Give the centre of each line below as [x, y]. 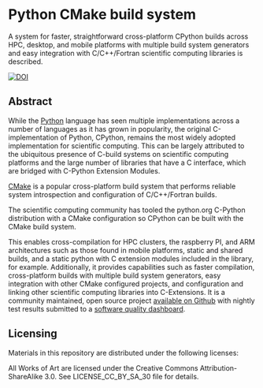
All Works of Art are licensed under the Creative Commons [103, 367]
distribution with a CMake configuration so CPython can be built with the [126, 218]
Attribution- [219, 367]
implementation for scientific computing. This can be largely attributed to [126, 145]
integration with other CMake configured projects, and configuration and [126, 284]
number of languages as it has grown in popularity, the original [109, 129]
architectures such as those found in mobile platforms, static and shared [126, 250]
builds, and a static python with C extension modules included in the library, [131, 259]
